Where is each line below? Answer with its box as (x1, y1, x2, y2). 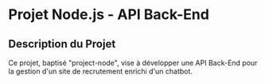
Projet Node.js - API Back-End (8, 6, 209, 24)
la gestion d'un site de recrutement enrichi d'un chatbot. (8, 67, 193, 76)
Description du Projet (8, 37, 116, 51)
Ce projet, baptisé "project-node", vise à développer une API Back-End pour (8, 58, 258, 67)
